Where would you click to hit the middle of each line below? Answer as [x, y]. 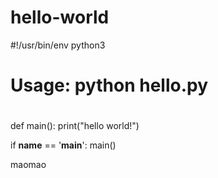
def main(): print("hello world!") [75, 126]
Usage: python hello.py [109, 85]
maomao [28, 165]
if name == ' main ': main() [63, 145]
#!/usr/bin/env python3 [58, 45]
